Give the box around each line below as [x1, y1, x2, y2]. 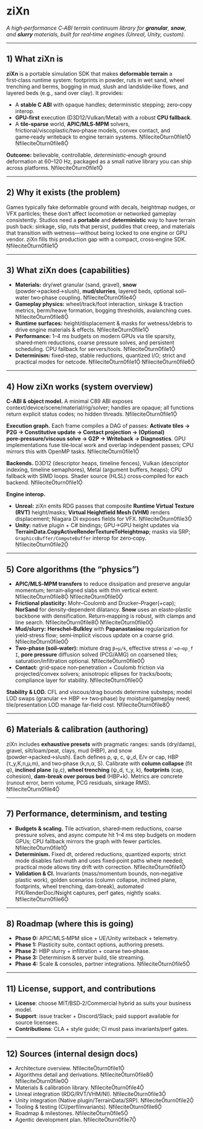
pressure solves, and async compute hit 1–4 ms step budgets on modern [14, 831, 196, 839]
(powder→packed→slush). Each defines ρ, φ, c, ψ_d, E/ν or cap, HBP [6, 753, 179, 761]
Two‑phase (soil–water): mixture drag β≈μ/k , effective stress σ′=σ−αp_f [14, 644, 193, 652]
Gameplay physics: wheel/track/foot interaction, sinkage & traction [14, 301, 183, 308]
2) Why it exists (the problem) [6, 188, 121, 198]
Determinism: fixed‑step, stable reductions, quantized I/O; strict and [14, 352, 186, 359]
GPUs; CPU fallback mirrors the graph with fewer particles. [14, 837, 162, 845]
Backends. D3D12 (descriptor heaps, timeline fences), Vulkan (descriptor [6, 460, 189, 467]
